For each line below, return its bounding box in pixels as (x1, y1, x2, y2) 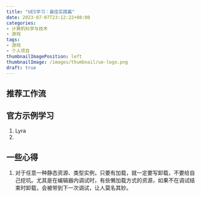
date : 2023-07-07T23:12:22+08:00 (6, 14, 91, 20)
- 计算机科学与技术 (6, 25, 48, 32)
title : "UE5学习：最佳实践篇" (6, 8, 75, 15)
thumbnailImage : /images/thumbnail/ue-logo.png (6, 59, 129, 65)
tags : (6, 37, 20, 43)
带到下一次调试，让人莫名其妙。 (52, 184, 132, 192)
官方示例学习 (6, 111, 54, 121)
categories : (6, 20, 36, 26)
